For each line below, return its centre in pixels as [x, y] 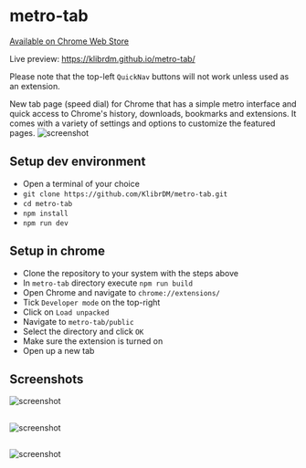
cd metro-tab [47, 203]
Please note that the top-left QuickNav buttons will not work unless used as [149, 76]
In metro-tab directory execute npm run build [108, 283]
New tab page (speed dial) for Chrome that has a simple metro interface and [153, 104]
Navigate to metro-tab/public [78, 321]
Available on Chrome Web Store [69, 41]
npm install [45, 213]
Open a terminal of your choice [81, 183]
